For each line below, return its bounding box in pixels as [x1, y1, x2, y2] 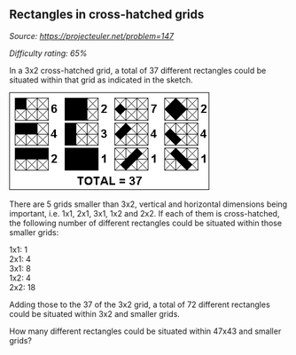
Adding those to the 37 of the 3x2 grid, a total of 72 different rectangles [9, 299, 270, 310]
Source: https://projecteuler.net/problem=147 [9, 30, 175, 41]
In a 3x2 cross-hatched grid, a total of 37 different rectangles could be [9, 65, 267, 75]
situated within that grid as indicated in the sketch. [9, 75, 193, 85]
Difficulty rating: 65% [9, 48, 88, 59]
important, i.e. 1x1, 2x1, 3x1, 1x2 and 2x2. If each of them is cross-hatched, [9, 208, 280, 218]
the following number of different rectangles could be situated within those [9, 217, 282, 228]
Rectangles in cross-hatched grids [9, 7, 205, 22]
